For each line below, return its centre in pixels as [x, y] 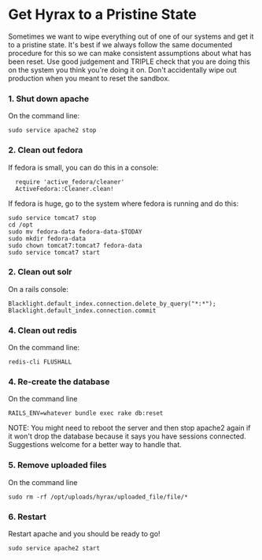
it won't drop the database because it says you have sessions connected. [127, 436]
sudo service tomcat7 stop [52, 218]
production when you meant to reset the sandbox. [89, 78]
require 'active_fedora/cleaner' [70, 182]
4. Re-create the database [59, 382]
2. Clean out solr [40, 272]
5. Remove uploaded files [58, 465]
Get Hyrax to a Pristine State [102, 15]
